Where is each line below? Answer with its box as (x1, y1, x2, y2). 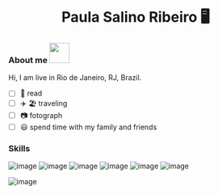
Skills (8, 142, 31, 154)
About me (8, 55, 48, 66)
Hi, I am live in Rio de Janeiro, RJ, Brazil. (8, 73, 142, 82)
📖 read (19, 88, 43, 99)
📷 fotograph (19, 110, 63, 120)
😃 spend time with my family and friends (19, 122, 157, 132)
